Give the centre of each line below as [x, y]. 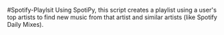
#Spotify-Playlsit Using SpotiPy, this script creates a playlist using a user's [112, 10]
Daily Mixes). [25, 24]
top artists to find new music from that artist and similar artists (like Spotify [112, 17]
